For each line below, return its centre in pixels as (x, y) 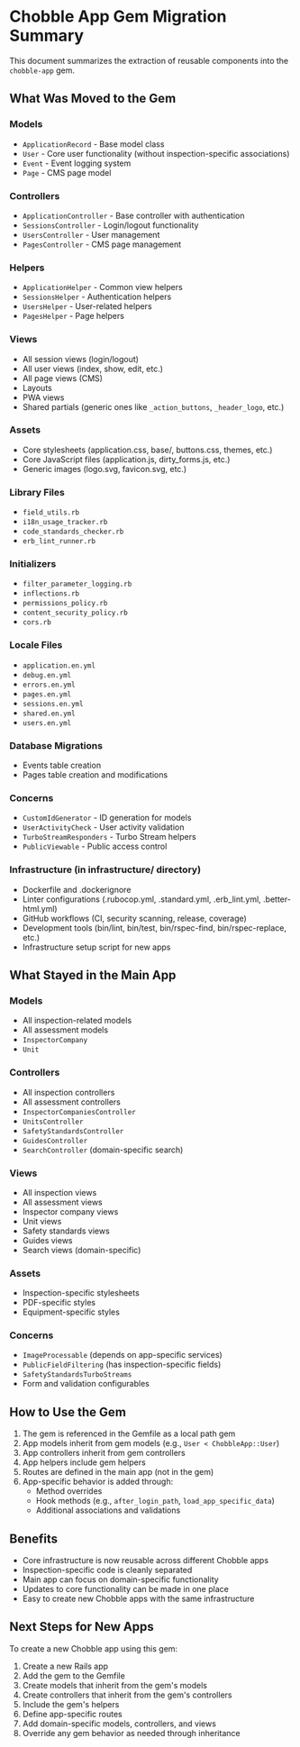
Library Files (37, 492)
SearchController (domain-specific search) (103, 1150)
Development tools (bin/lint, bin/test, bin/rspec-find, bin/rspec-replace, (154, 928)
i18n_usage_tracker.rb (65, 523)
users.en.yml (47, 723)
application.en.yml (59, 665)
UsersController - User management (91, 234)
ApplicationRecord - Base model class (93, 144)
